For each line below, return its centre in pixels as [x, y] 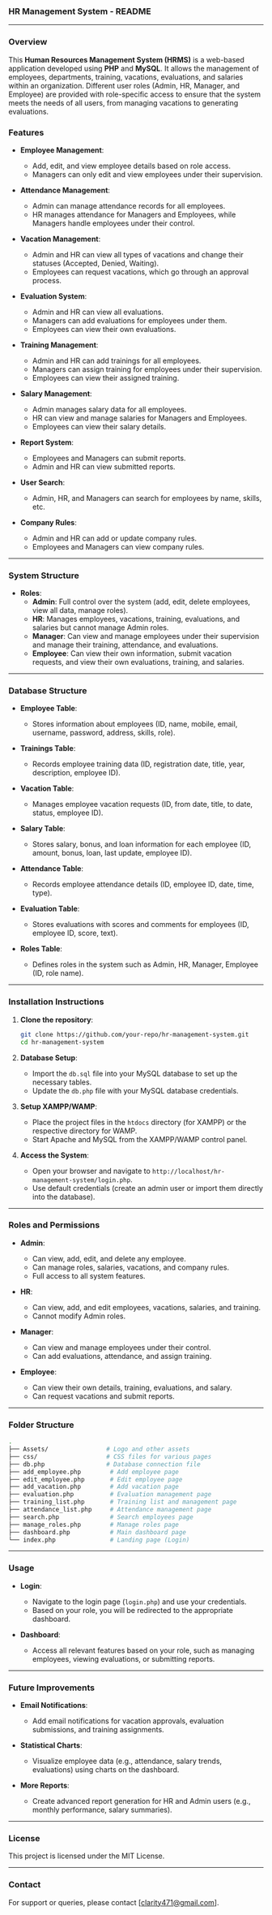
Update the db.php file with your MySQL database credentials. [135, 1090]
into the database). [64, 1197]
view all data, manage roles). [80, 610]
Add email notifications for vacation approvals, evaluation [128, 1721]
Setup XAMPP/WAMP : [58, 1106]
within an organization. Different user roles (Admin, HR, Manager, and [124, 85]
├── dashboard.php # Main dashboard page [97, 1532]
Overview [28, 42]
